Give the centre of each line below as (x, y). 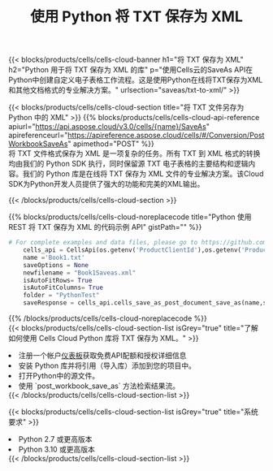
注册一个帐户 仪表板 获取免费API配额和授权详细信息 (103, 356)
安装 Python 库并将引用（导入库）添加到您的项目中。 (108, 365)
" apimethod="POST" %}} (111, 144)
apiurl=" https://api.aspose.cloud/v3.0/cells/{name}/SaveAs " (109, 127)
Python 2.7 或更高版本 (56, 439)
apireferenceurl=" (38, 136)
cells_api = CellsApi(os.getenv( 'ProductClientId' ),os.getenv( (132, 250)
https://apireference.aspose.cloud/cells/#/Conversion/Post (166, 136)
